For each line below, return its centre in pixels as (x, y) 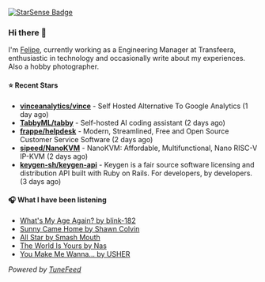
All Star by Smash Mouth (60, 237)
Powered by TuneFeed (45, 269)
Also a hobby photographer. (54, 66)
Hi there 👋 (28, 32)
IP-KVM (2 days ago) (54, 156)
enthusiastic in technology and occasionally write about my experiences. (127, 58)
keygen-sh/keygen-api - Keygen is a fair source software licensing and (137, 164)
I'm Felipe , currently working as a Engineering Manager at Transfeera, (122, 50)
